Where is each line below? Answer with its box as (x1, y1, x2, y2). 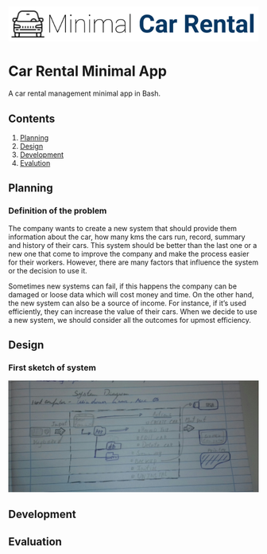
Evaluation (8, 535, 62, 548)
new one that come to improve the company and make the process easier (8, 249, 250, 258)
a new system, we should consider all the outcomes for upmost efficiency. (8, 315, 252, 324)
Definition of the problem (8, 206, 107, 217)
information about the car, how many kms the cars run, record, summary (8, 232, 246, 242)
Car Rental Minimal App (8, 62, 167, 81)
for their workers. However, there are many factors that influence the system (8, 257, 259, 267)
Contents (8, 112, 56, 125)
